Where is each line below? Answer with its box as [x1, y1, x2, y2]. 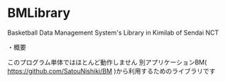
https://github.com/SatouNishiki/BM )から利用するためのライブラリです [7, 66, 216, 75]
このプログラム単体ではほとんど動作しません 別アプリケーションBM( [7, 58, 207, 66]
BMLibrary [7, 5, 71, 21]
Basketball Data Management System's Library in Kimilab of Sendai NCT [7, 28, 219, 37]
